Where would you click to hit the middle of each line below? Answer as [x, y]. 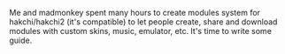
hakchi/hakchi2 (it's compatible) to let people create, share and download [143, 22]
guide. [21, 40]
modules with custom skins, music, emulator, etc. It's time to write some [141, 31]
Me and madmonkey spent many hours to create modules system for [135, 13]
